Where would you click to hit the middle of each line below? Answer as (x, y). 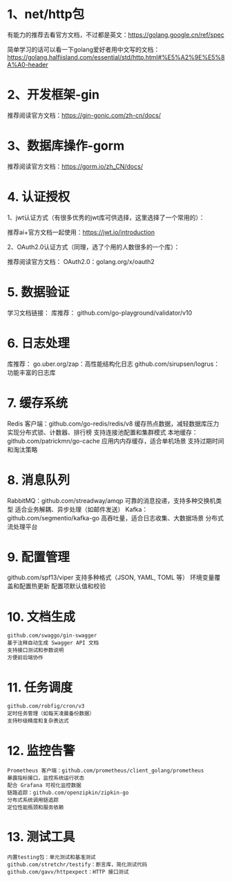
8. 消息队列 (39, 480)
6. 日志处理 (39, 343)
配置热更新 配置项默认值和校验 (62, 586)
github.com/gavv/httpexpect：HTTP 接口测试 (68, 872)
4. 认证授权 (39, 197)
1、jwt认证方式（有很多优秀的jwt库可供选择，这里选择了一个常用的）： (106, 217)
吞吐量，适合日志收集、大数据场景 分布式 (165, 518)
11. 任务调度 (40, 687)
